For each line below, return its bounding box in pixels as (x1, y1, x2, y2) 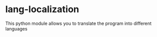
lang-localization (5, 4, 80, 15)
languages (5, 25, 28, 31)
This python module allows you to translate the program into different (5, 20, 152, 26)
